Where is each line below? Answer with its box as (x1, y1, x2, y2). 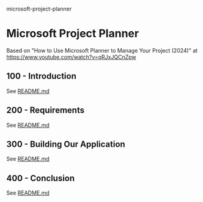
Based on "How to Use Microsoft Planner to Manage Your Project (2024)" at (6, 47, 198, 54)
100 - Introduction (6, 71, 76, 81)
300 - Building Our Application (6, 139, 125, 149)
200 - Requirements (6, 105, 84, 116)
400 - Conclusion (6, 173, 75, 183)
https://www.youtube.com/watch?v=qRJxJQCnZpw (6, 53, 136, 61)
